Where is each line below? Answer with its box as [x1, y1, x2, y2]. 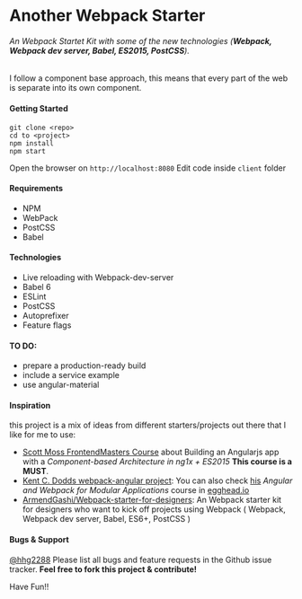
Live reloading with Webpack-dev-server [22, 272, 174, 283]
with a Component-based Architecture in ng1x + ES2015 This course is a [22, 456, 292, 467]
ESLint [22, 291, 47, 302]
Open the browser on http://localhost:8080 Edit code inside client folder [9, 163, 286, 173]
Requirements [9, 183, 64, 194]
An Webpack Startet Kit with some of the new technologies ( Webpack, [9, 35, 272, 46]
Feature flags [22, 320, 72, 330]
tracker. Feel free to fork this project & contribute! [9, 563, 198, 575]
